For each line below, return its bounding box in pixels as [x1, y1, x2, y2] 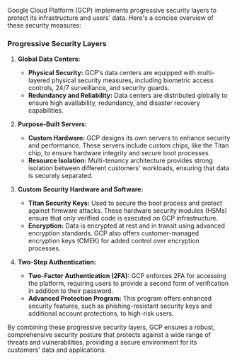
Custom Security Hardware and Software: [17, 185, 144, 194]
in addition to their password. [28, 287, 114, 295]
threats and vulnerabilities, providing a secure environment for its [7, 338, 197, 347]
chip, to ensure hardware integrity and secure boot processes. [28, 149, 211, 157]
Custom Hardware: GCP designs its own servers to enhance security [28, 134, 231, 143]
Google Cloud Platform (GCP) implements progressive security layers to [7, 6, 217, 14]
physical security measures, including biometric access [52, 76, 214, 84]
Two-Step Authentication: [17, 258, 97, 267]
